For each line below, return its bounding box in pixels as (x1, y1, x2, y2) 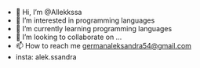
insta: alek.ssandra (15, 52, 77, 62)
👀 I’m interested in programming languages (15, 16, 155, 25)
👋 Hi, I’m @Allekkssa (15, 8, 82, 16)
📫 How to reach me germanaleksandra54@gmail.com (15, 41, 192, 50)
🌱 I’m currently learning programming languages (15, 24, 173, 33)
